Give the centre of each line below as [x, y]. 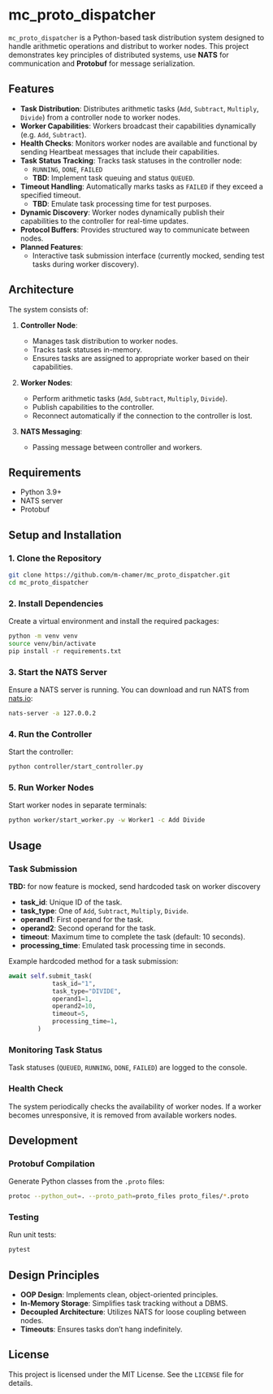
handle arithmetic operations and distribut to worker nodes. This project [129, 46]
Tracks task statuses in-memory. [87, 349]
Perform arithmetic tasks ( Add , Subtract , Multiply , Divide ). [130, 398]
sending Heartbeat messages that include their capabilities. [120, 151]
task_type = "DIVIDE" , [87, 991]
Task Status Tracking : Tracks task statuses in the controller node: [131, 160]
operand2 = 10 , [74, 1006]
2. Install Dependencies [56, 603]
